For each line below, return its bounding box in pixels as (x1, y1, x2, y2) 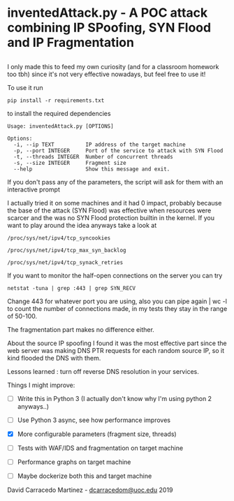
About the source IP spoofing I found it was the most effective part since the (7, 339, 227, 347)
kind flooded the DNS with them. (7, 354, 101, 362)
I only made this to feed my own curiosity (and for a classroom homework (7, 62, 219, 71)
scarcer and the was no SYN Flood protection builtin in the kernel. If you (7, 213, 215, 222)
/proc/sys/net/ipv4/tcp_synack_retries (7, 259, 124, 266)
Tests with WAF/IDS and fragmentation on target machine (17, 444, 184, 452)
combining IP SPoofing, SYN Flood (7, 20, 212, 36)
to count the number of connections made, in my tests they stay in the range (7, 304, 228, 312)
